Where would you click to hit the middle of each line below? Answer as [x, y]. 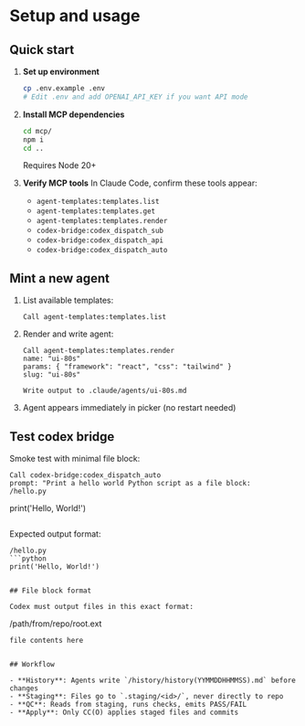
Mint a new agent [60, 278]
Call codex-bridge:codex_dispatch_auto [85, 475]
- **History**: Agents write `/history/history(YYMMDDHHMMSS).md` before [153, 680]
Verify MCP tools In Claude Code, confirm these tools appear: [140, 183]
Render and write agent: [68, 334]
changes [24, 689]
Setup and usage [75, 16]
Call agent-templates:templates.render [99, 351]
